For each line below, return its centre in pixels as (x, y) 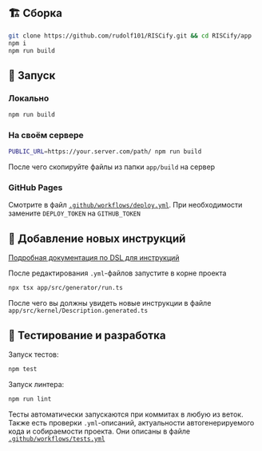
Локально (29, 98)
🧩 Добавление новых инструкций (97, 238)
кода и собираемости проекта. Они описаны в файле (99, 431)
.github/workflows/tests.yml (57, 439)
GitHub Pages (36, 188)
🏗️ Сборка (35, 13)
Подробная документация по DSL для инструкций (94, 258)
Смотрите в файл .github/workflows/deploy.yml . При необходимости (125, 205)
